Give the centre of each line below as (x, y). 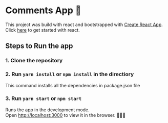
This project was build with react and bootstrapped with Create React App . (84, 24)
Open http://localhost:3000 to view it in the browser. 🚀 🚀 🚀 (66, 115)
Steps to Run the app (39, 46)
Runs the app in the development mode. (47, 110)
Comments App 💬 (43, 10)
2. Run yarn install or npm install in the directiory (70, 75)
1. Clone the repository (34, 61)
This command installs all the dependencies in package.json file (73, 85)
